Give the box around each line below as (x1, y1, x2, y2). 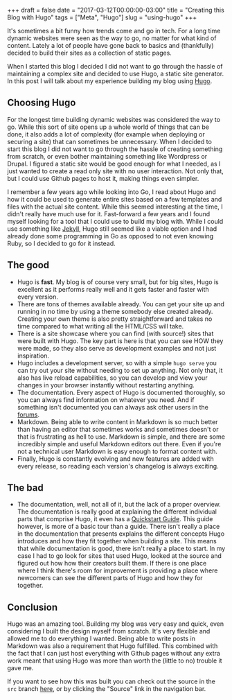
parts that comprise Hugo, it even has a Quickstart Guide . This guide (17, 515, 213, 523)
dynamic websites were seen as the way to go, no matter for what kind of (7, 34, 217, 42)
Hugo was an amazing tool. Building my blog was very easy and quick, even (7, 620, 224, 628)
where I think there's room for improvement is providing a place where (17, 566, 218, 575)
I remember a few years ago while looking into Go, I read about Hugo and (7, 187, 216, 196)
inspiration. (17, 351, 50, 360)
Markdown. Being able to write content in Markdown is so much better (17, 417, 218, 426)
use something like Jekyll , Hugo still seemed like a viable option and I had (7, 225, 217, 233)
